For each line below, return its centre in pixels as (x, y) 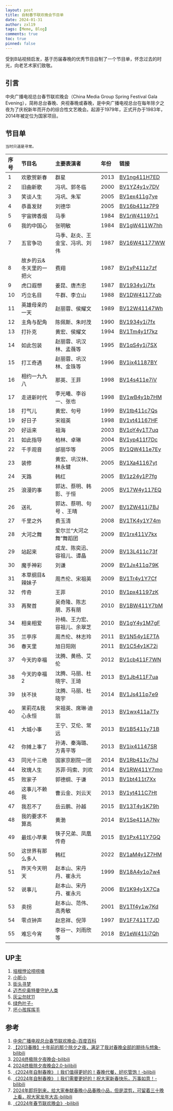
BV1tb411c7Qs (139, 411)
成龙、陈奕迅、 (73, 548)
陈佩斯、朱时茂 (73, 322)
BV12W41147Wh (141, 308)
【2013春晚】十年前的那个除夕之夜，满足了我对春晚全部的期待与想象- (86, 1047)
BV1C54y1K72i (139, 646)
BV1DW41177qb (140, 295)
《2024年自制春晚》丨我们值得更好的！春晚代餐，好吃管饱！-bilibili (84, 1072)
